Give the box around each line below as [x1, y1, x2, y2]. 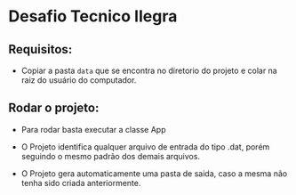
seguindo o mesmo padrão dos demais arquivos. [20, 150, 201, 161]
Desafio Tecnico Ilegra [8, 6, 178, 27]
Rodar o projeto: [8, 101, 100, 116]
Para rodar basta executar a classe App [20, 124, 166, 134]
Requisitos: [8, 42, 73, 57]
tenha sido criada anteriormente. [20, 177, 141, 188]
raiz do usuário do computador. [20, 75, 137, 85]
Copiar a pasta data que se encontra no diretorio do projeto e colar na [20, 65, 277, 76]
